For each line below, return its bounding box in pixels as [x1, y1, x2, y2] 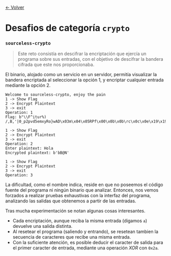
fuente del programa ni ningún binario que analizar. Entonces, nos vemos [5, 187, 159, 193]
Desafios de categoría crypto [5, 22, 130, 34]
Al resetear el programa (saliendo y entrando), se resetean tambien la [12, 228, 159, 235]
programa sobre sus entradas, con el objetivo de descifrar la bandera [17, 56, 164, 62]
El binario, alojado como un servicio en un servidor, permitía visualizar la [5, 72, 157, 78]
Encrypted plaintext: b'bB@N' [5, 150, 70, 155]
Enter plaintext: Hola [5, 146, 53, 151]
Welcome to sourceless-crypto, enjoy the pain [5, 92, 106, 98]
